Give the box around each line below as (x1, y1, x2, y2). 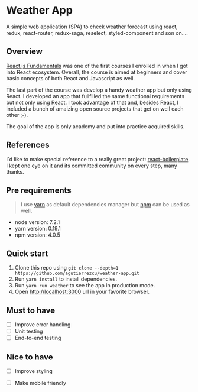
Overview (6, 47, 43, 57)
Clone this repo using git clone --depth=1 (14, 264, 119, 271)
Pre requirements (6, 185, 72, 195)
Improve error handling (14, 321, 71, 328)
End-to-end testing (14, 335, 61, 342)
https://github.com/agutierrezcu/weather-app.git (14, 270, 140, 277)
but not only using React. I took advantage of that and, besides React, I (6, 99, 179, 106)
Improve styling (14, 368, 53, 374)
